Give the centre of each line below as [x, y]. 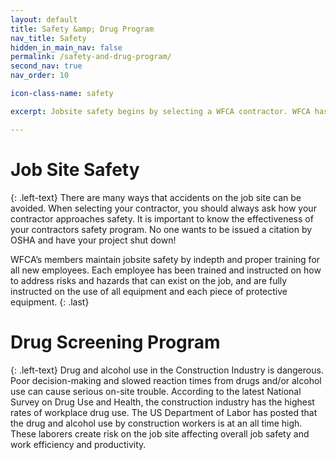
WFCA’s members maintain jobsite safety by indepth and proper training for [165, 259]
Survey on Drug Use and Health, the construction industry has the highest [162, 402]
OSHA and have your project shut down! [93, 240]
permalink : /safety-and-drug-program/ [91, 57]
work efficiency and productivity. [78, 444]
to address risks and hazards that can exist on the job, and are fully [149, 280]
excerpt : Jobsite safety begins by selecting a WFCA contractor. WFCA [160, 111]
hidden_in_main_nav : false [66, 47]
